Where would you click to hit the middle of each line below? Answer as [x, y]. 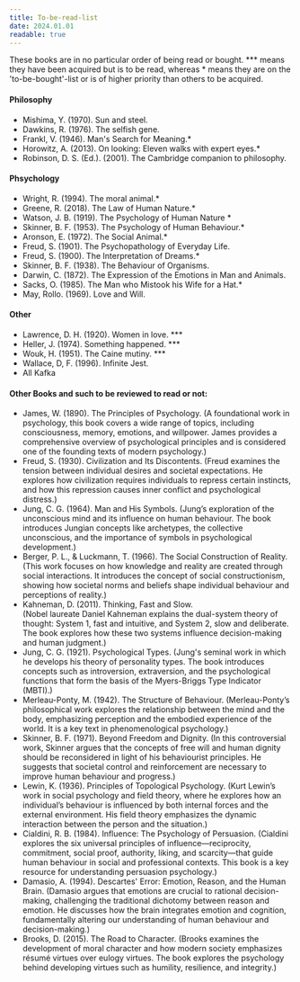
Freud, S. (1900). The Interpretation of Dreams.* [111, 255]
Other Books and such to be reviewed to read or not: [109, 393]
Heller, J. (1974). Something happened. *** [101, 344]
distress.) [40, 499]
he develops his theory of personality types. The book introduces [143, 662]
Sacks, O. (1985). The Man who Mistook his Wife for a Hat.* [132, 284]
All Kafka [39, 372]
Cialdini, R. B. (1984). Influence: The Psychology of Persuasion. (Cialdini [155, 834]
